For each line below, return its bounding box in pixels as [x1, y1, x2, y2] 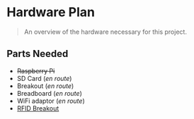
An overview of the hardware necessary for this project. [23, 27, 187, 36]
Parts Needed [6, 48, 69, 60]
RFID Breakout [16, 104, 59, 113]
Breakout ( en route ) [16, 82, 74, 90]
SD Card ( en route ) [16, 74, 72, 82]
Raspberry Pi [16, 66, 55, 75]
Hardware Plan [6, 4, 95, 20]
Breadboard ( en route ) [16, 89, 82, 97]
